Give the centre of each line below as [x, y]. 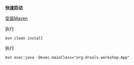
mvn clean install [24, 38]
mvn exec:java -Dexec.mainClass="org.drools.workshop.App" [67, 58]
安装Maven [17, 18]
